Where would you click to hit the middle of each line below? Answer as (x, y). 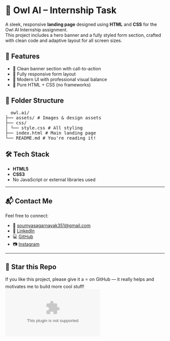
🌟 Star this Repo (31, 267)
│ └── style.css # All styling (44, 128)
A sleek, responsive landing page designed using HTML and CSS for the (81, 24)
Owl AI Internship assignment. (37, 29)
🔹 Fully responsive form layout (44, 74)
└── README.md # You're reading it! (51, 138)
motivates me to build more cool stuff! (45, 286)
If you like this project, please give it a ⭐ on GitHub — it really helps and (80, 279)
